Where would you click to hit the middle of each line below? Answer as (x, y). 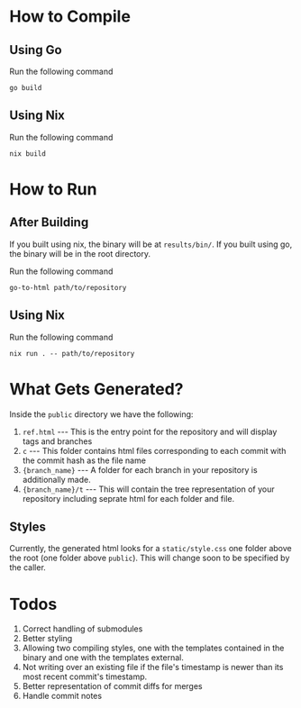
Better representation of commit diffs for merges (112, 686)
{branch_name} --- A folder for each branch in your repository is (140, 469)
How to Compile (70, 17)
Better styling (47, 639)
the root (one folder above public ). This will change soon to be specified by (150, 558)
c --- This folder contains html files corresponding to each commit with (154, 450)
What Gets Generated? (96, 389)
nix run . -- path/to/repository (72, 353)
